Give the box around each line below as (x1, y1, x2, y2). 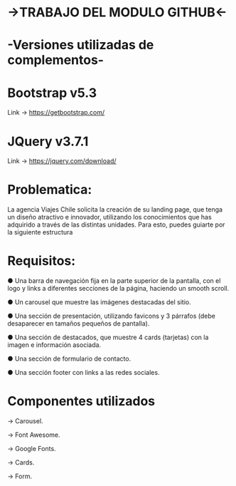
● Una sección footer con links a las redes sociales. (7, 368, 160, 377)
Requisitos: (7, 253, 76, 269)
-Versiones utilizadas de (7, 37, 154, 53)
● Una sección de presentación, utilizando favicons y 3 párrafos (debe (7, 311, 215, 321)
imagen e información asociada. (7, 341, 102, 349)
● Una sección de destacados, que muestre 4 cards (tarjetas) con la (7, 333, 209, 342)
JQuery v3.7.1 (7, 133, 89, 150)
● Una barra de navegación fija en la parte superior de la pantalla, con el (7, 276, 221, 285)
